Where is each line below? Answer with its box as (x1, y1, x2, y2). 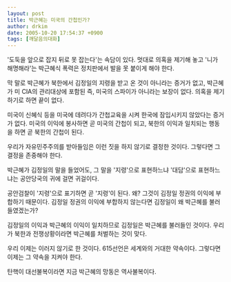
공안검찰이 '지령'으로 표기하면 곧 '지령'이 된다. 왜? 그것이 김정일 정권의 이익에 (7, 189, 214, 197)
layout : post (7, 10, 45, 17)
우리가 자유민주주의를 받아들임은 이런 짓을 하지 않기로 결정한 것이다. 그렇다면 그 (7, 143, 221, 151)
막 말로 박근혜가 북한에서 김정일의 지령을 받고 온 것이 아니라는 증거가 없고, (7, 79, 205, 87)
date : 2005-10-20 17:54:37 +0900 (7, 29, 103, 37)
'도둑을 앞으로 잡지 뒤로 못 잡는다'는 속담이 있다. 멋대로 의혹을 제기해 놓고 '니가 (7, 56, 219, 64)
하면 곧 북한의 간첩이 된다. (14, 128, 85, 137)
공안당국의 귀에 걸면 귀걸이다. (19, 174, 99, 183)
